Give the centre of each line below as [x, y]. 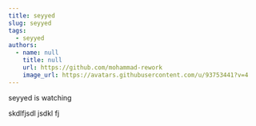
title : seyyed [32, 16]
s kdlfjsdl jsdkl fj [34, 113]
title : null [42, 61]
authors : [23, 45]
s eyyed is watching [40, 97]
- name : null [37, 53]
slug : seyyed [30, 23]
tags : [17, 30]
